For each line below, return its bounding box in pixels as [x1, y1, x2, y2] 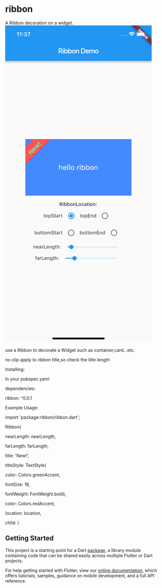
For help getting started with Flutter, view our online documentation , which [5, 567, 158, 573]
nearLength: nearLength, [5, 433, 56, 439]
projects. [5, 558, 23, 564]
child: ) [5, 520, 19, 526]
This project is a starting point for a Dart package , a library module [5, 547, 141, 553]
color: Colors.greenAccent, [5, 472, 60, 478]
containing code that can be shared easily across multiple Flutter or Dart [5, 552, 153, 558]
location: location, [5, 510, 42, 516]
